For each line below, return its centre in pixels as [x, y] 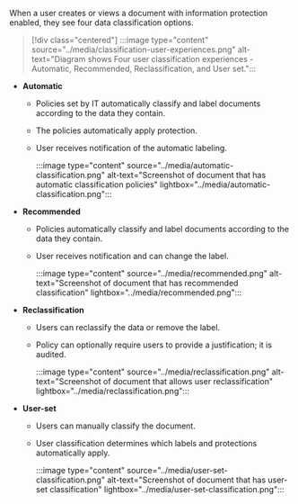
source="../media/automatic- [180, 165]
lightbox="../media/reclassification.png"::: [113, 391]
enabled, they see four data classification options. [102, 22]
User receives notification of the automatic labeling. [131, 148]
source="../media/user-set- [178, 470]
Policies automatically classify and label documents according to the [162, 229]
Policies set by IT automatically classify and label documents [148, 103]
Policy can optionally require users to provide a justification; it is [153, 345]
